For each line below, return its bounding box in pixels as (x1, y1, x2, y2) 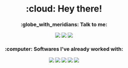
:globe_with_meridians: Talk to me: (20, 21, 107, 28)
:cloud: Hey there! (25, 3, 102, 15)
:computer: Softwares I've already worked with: (4, 46, 123, 53)
